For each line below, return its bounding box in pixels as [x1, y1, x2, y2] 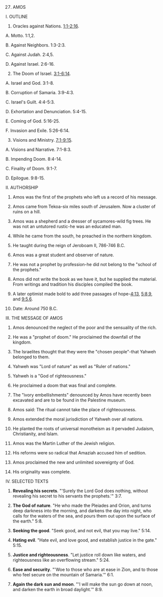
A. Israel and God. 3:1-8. [5, 80, 54, 86]
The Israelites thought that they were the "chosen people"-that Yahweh [12, 349, 156, 354]
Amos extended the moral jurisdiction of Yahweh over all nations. [12, 416, 143, 422]
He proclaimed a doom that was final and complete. [12, 382, 117, 388]
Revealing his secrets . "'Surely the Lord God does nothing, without [12, 488, 148, 494]
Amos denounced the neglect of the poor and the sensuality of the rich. [12, 324, 157, 330]
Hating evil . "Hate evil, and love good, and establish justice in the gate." [12, 537, 157, 543]
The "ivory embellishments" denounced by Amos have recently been [12, 392, 152, 398]
